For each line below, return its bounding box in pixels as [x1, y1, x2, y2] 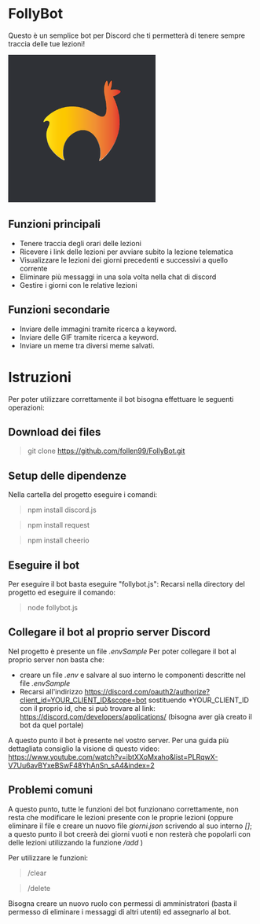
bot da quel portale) [19, 720, 84, 730]
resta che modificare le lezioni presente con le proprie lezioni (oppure [8, 812, 233, 822]
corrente [19, 263, 48, 273]
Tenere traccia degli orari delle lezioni [19, 238, 141, 248]
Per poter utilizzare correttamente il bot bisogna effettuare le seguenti [8, 394, 234, 403]
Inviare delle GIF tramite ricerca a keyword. [19, 332, 159, 342]
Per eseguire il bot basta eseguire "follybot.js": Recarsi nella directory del [8, 579, 245, 588]
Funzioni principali [8, 218, 101, 231]
